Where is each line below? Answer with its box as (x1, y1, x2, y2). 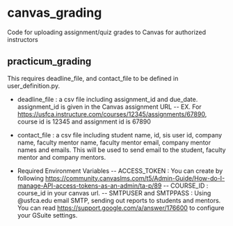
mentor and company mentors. (17, 153, 106, 161)
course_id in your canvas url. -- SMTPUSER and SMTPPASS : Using (17, 188, 211, 197)
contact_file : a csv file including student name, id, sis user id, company (17, 130, 223, 139)
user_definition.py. (7, 82, 61, 90)
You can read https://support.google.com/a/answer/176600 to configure (17, 204, 225, 212)
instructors (7, 35, 38, 43)
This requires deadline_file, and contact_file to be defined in (7, 74, 179, 82)
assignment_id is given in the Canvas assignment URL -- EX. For (17, 103, 202, 111)
